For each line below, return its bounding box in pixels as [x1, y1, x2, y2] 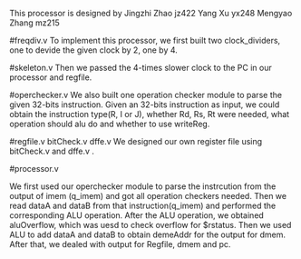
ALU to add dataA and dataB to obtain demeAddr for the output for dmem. [9, 229, 286, 240]
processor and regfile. [9, 72, 92, 83]
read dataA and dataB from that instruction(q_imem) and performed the [9, 200, 277, 211]
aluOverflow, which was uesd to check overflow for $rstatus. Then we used [9, 220, 292, 230]
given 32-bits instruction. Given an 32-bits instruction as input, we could [9, 99, 280, 110]
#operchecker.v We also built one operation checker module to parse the [9, 90, 283, 100]
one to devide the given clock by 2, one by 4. [9, 45, 179, 55]
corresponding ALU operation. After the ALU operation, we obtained [9, 210, 265, 221]
